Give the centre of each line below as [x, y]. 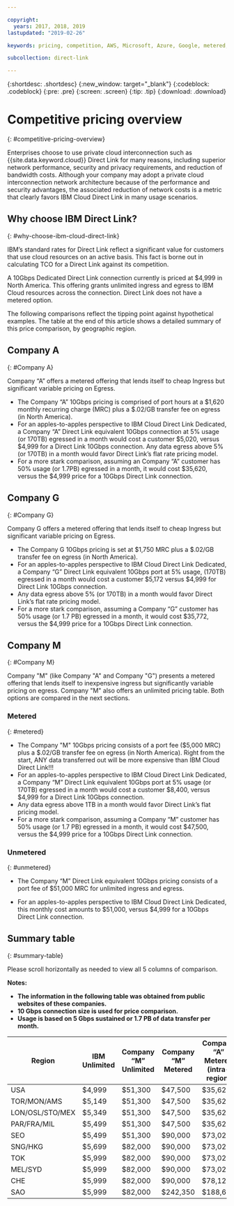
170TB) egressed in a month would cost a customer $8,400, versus [114, 790]
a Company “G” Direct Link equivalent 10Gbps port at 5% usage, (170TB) [122, 572]
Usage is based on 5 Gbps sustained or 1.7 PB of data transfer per [114, 1018]
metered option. [30, 300]
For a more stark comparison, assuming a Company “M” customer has [118, 819]
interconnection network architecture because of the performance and [109, 182]
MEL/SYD [26, 1169]
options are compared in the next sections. [69, 698]
